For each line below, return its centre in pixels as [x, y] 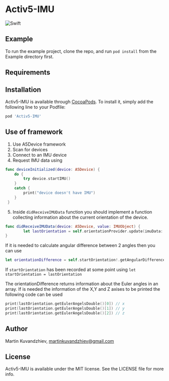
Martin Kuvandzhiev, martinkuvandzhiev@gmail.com [60, 341]
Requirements [28, 72]
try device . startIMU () [47, 179]
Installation [23, 89]
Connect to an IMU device [39, 155]
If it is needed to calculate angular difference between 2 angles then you [80, 245]
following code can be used [34, 295]
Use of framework [34, 132]
